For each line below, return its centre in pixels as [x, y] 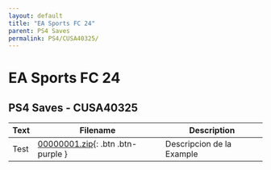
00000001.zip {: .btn [76, 144]
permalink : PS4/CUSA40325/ [54, 38]
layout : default [35, 16]
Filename [98, 131]
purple [50, 154]
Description [212, 131]
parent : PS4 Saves [39, 31]
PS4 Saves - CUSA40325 [73, 108]
